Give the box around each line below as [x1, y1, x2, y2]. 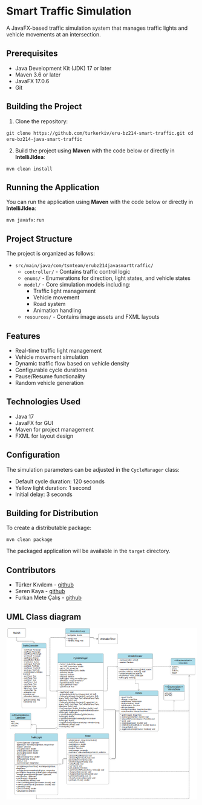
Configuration [6, 450, 60, 460]
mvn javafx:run [6, 217, 45, 223]
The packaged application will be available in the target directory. [6, 548, 171, 555]
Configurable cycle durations [15, 366, 88, 373]
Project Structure [6, 234, 73, 244]
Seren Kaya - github [15, 588, 65, 595]
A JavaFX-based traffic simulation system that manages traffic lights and [6, 24, 188, 32]
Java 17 [15, 413, 34, 420]
